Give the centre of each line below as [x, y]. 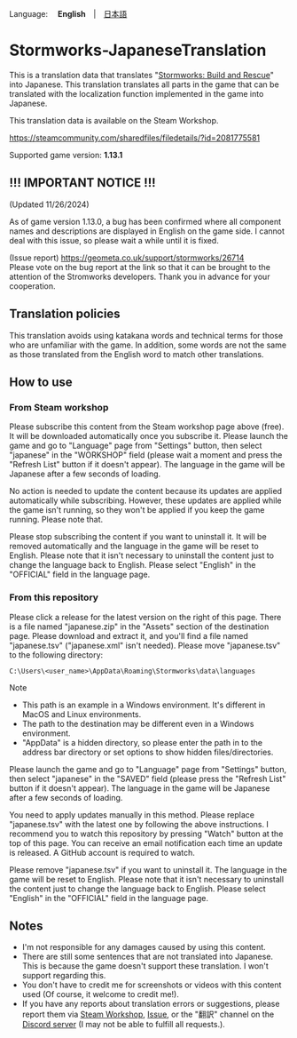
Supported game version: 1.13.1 [66, 155]
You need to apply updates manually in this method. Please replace [132, 814]
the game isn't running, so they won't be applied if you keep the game [137, 510]
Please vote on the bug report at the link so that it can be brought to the [140, 267]
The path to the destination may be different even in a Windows [138, 723]
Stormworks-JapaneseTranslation [138, 50]
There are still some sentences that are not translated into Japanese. [147, 957]
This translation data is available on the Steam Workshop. [114, 120]
